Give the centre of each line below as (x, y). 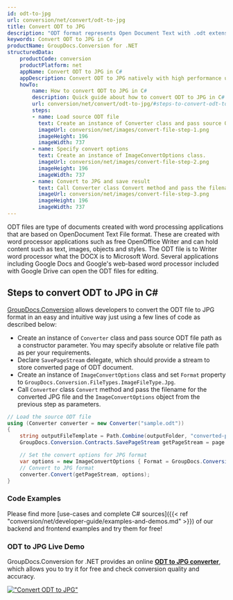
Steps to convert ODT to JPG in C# (83, 293)
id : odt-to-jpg (29, 14)
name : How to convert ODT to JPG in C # (90, 91)
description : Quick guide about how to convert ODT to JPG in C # (129, 98)
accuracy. (21, 576)
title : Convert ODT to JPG (46, 26)
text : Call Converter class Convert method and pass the (122, 188)
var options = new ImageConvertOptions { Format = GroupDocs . (111, 461)
